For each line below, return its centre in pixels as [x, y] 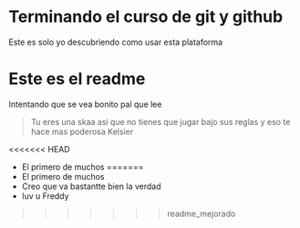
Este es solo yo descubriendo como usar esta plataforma [116, 42]
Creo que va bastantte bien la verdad [91, 186]
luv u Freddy [45, 196]
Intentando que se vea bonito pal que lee [85, 104]
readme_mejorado [202, 213]
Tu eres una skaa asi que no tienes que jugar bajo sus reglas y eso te [160, 121]
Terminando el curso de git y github [146, 17]
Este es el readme [77, 79]
